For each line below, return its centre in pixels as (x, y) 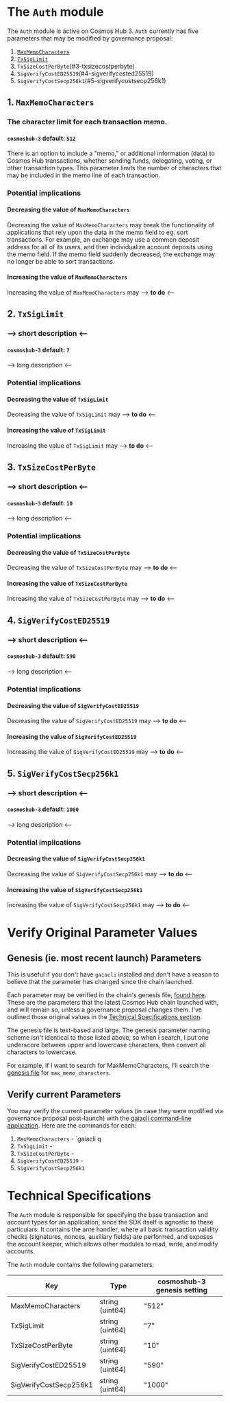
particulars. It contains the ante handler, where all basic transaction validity (113, 1229)
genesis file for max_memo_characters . (59, 1073)
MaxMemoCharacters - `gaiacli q (59, 1139)
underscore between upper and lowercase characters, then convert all (107, 1045)
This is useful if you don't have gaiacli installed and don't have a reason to (113, 974)
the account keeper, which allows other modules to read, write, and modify (113, 1244)
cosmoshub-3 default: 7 (38, 350)
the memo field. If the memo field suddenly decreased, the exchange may (111, 254)
